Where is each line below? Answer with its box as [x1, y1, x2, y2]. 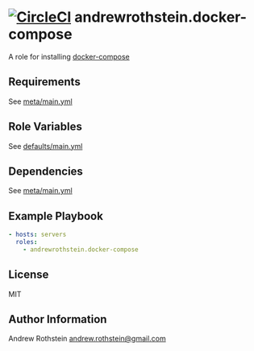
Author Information [8, 312, 107, 326]
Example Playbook [8, 209, 103, 223]
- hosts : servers [8, 230, 67, 239]
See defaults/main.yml [8, 141, 83, 151]
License [8, 268, 49, 282]
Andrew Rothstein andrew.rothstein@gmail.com [8, 334, 167, 344]
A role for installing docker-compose [8, 52, 131, 61]
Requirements [8, 75, 81, 89]
